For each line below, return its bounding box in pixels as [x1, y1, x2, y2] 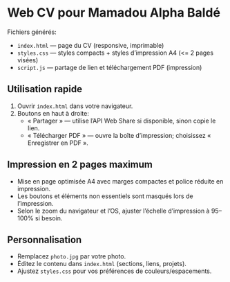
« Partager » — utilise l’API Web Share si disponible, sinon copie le [27, 116, 216, 125]
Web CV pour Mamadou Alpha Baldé [7, 5, 221, 21]
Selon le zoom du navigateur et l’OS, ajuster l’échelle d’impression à [17, 206, 210, 215]
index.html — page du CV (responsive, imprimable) [17, 41, 164, 49]
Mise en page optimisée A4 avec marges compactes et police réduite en [17, 177, 224, 185]
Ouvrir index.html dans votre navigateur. [17, 102, 133, 110]
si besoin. [35, 213, 63, 222]
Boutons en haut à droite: [17, 109, 90, 117]
